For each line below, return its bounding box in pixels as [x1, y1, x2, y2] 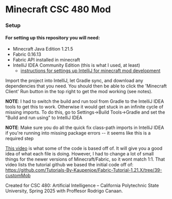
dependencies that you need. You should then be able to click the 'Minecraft [5, 83, 167, 89]
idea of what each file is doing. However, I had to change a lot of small [5, 151, 154, 157]
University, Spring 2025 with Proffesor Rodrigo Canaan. [5, 188, 123, 194]
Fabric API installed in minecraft [12, 57, 81, 63]
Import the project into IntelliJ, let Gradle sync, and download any [5, 78, 144, 84]
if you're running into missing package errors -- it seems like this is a [5, 130, 151, 136]
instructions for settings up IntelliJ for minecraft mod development [20, 68, 161, 74]
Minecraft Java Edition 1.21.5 [12, 46, 73, 52]
